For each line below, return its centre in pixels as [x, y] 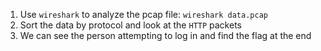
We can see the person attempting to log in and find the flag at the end [165, 35]
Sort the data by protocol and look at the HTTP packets [130, 25]
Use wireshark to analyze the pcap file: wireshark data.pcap [143, 14]
